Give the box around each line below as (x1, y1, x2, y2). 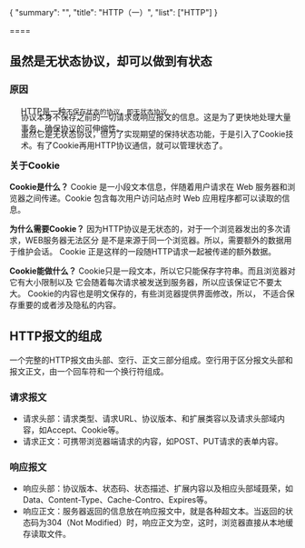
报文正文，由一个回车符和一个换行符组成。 (9, 365, 169, 376)
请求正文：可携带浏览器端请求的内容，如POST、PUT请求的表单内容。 (22, 436, 283, 447)
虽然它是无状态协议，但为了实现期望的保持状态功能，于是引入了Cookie (21, 128, 286, 139)
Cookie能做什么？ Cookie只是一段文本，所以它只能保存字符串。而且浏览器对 (9, 265, 296, 276)
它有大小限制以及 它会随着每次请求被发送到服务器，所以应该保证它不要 (9, 276, 274, 287)
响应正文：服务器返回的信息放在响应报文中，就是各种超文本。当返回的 (22, 506, 286, 517)
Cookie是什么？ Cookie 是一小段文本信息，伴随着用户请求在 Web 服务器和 (9, 181, 288, 192)
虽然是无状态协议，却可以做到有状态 (9, 54, 212, 69)
